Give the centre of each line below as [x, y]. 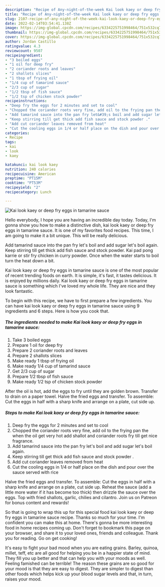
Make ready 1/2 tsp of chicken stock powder [57, 382]
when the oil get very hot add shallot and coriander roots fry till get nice [85, 436]
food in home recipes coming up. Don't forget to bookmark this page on [78, 528]
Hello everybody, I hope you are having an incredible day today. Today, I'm [81, 220]
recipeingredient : [24, 55]
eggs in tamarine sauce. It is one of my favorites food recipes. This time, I [79, 230]
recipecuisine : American [30, 174]
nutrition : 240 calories [30, 169]
